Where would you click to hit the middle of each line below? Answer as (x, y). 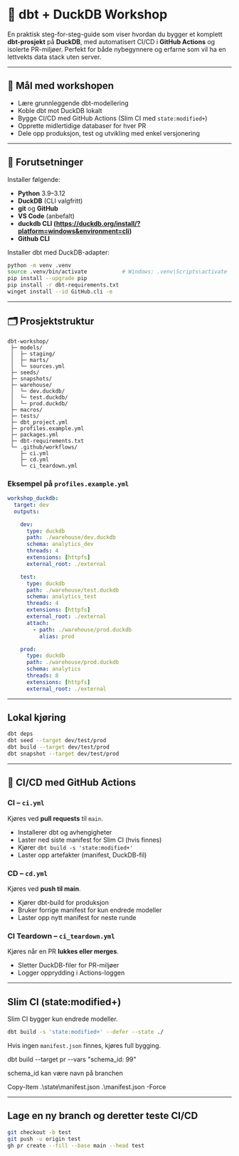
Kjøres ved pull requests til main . (55, 818)
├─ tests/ (25, 416)
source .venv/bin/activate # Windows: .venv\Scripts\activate (117, 272)
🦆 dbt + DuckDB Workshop (87, 15)
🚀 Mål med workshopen (61, 86)
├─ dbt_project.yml (39, 422)
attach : (38, 623)
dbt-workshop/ (28, 341)
